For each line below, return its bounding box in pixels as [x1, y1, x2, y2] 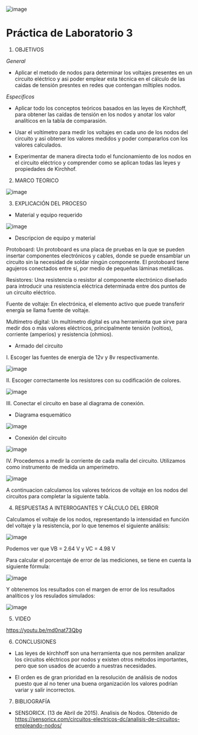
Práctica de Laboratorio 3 [6, 27, 133, 40]
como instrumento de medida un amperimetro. [6, 463, 119, 470]
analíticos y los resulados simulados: [6, 592, 96, 599]
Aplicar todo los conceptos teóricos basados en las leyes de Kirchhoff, [14, 104, 187, 112]
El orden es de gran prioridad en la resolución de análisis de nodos [14, 673, 177, 680]
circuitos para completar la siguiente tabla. [6, 492, 110, 499]
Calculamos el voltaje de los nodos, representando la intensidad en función [6, 516, 189, 523]
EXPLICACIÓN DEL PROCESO [14, 199, 87, 207]
